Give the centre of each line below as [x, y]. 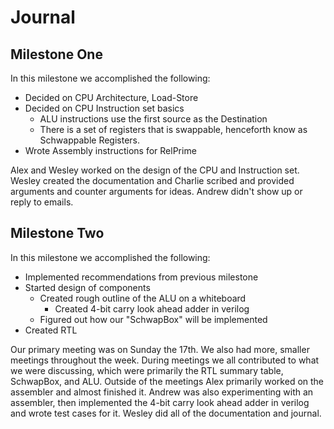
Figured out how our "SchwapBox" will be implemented [153, 319]
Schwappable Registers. [90, 140]
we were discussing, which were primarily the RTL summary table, [147, 370]
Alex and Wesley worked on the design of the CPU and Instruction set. [155, 170]
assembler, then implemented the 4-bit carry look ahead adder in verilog [160, 402]
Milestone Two [57, 233]
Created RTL [51, 330]
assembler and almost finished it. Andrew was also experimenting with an [162, 392]
